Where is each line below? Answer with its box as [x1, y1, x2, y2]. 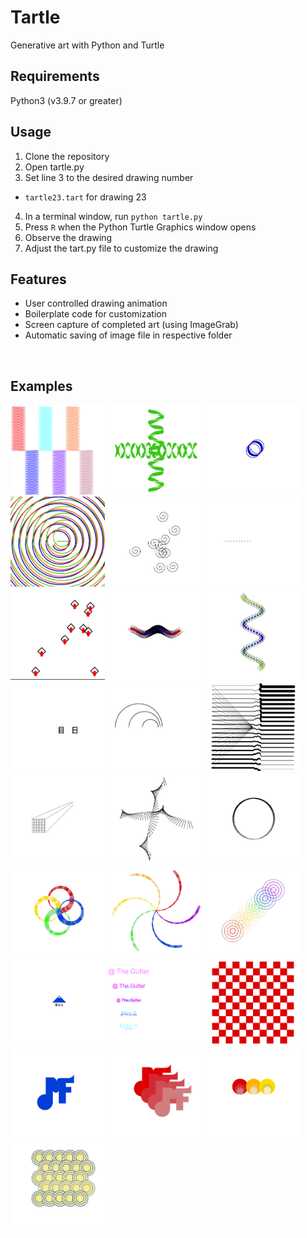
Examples [10, 377, 73, 395]
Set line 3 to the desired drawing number [24, 171, 194, 183]
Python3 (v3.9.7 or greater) [10, 94, 123, 106]
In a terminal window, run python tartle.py [24, 210, 203, 222]
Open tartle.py [24, 161, 85, 173]
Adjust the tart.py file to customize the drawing [24, 242, 219, 254]
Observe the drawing [24, 231, 113, 243]
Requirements [10, 68, 100, 85]
